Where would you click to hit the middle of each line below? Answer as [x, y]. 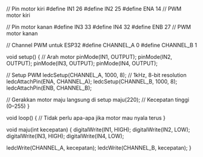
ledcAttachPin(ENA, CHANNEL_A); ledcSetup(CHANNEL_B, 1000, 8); [92, 82]
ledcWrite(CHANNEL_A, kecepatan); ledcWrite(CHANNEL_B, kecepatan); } [99, 148]
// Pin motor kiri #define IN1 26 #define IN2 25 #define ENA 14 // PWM [94, 9]
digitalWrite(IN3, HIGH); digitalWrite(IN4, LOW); [65, 136]
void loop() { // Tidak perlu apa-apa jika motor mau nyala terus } [86, 118]
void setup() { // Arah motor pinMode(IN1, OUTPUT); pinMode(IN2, [89, 57]
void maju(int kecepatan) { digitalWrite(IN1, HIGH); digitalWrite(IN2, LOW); [98, 129]
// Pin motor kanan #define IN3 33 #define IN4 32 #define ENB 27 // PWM [99, 27]
